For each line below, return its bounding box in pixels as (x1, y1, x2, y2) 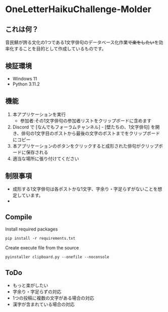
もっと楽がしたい (12, 282, 48, 289)
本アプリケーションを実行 (12, 111, 66, 117)
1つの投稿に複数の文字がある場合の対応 (12, 295, 94, 301)
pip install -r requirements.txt (5, 236, 76, 241)
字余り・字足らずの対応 (12, 289, 62, 295)
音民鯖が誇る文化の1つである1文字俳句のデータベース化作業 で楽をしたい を (5, 39, 159, 45)
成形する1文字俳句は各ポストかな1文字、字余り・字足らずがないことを (12, 186, 158, 192)
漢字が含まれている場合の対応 (12, 301, 75, 307)
